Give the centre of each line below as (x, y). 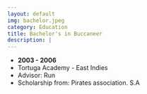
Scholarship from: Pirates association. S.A (78, 83)
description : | (30, 40)
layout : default (31, 14)
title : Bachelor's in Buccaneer (55, 34)
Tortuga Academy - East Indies (63, 68)
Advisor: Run (36, 76)
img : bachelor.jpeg (36, 20)
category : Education (38, 27)
